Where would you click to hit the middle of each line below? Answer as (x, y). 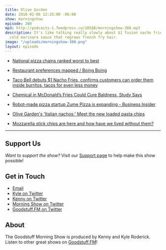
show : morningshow (24, 19)
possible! (14, 161)
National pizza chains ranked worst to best (56, 60)
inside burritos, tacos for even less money (55, 85)
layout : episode (22, 47)
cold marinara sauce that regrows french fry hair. (64, 38)
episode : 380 (19, 24)
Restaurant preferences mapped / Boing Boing (60, 70)
